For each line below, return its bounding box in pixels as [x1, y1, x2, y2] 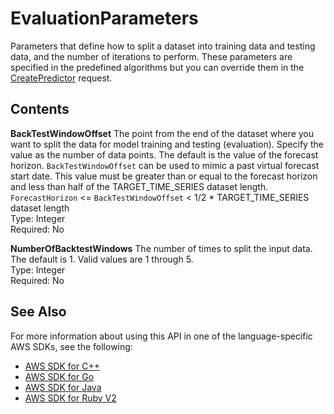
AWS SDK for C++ [24, 360, 100, 372]
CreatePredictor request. [10, 72, 113, 84]
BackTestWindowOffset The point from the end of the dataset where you [10, 127, 315, 139]
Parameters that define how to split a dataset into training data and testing [10, 40, 316, 52]
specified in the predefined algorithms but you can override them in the [10, 61, 305, 73]
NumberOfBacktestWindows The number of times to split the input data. [10, 242, 313, 254]
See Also [10, 303, 67, 321]
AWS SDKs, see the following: [10, 340, 133, 352]
